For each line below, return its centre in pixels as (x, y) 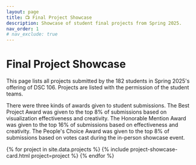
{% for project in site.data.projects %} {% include (68, 149)
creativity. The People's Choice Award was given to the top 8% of (88, 131)
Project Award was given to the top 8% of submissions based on (87, 112)
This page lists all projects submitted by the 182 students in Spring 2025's (98, 81)
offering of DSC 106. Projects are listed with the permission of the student (98, 88)
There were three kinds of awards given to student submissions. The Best (98, 106)
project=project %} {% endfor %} (73, 156)
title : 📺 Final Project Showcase (49, 18)
